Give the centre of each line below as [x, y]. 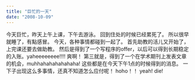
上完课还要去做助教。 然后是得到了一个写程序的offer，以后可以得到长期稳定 [97, 49]
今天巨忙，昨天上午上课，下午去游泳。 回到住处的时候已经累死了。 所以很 [95, 34]
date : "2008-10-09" [30, 17]
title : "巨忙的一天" [29, 11]
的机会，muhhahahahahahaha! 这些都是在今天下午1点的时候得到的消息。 [94, 63]
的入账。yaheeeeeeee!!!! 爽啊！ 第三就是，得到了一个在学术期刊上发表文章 [96, 56]
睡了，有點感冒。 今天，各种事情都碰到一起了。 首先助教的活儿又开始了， [100, 41]
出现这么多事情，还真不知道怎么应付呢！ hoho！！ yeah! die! [90, 71]
